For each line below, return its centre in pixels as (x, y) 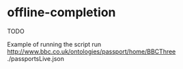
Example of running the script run (54, 44)
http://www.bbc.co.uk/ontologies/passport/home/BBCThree (91, 51)
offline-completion (61, 13)
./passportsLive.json (36, 58)
